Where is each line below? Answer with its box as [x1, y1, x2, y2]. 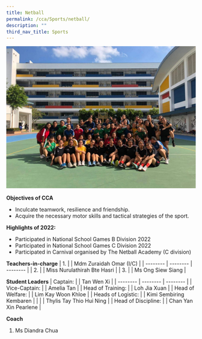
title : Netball [6, 10, 44, 16]
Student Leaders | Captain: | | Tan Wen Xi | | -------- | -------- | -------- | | [6, 278, 192, 286]
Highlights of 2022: [6, 224, 56, 231]
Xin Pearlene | [6, 304, 41, 311]
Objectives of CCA [6, 194, 54, 201]
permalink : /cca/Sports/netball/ [6, 16, 90, 22]
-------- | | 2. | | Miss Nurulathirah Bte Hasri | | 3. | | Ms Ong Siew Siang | [6, 266, 186, 273]
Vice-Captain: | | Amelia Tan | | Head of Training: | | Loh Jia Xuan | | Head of [6, 284, 195, 292]
